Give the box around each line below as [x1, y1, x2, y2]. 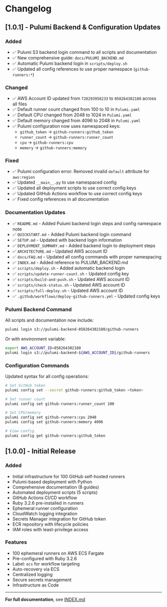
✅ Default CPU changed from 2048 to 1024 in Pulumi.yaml [12, 112, 132, 118]
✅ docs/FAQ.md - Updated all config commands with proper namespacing [12, 254, 162, 260]
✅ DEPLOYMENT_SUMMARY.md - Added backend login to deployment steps [12, 243, 156, 249]
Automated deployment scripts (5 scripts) [12, 489, 98, 495]
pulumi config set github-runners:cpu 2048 [5, 415, 97, 420]
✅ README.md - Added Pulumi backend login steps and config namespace [12, 220, 162, 226]
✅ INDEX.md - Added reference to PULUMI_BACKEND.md [12, 259, 128, 265]
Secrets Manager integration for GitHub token [12, 516, 106, 522]
